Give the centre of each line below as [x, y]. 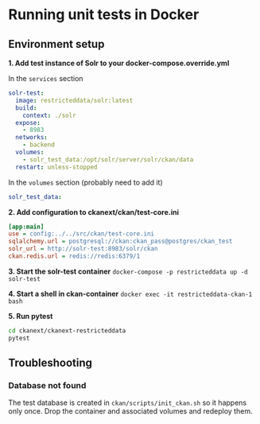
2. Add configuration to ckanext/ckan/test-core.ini [94, 212]
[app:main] [26, 227]
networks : [31, 138]
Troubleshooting [50, 363]
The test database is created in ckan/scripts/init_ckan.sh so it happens [128, 403]
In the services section [46, 78]
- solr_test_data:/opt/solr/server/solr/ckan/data [108, 159]
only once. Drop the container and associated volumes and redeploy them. [130, 411]
